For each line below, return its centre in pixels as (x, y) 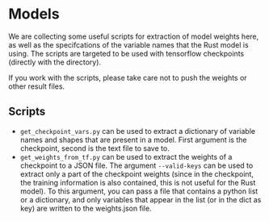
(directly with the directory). (55, 62)
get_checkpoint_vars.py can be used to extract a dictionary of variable (138, 131)
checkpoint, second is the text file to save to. (95, 148)
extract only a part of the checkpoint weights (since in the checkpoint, (137, 173)
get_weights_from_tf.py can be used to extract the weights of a (126, 156)
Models (34, 14)
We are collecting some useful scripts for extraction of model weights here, (134, 36)
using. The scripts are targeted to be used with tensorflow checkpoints (126, 53)
